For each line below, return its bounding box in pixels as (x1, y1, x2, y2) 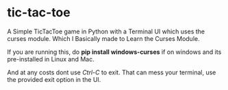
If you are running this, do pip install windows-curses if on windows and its (7, 48, 222, 56)
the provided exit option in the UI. (7, 75, 101, 83)
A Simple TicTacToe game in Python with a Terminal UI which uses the (7, 27, 205, 35)
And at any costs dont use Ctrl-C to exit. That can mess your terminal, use (7, 68, 216, 76)
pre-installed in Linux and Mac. (7, 55, 94, 63)
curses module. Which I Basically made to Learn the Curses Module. (7, 34, 200, 42)
